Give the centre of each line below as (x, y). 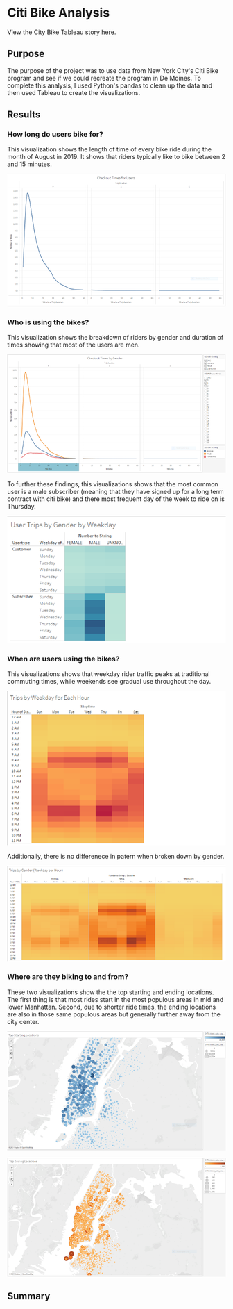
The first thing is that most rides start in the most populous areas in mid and (115, 999)
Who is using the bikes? (48, 322)
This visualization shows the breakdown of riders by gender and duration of (115, 338)
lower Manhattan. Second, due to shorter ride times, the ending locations (112, 1007)
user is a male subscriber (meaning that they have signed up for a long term (115, 492)
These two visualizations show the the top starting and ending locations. (111, 992)
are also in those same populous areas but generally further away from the (114, 1014)
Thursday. (21, 507)
